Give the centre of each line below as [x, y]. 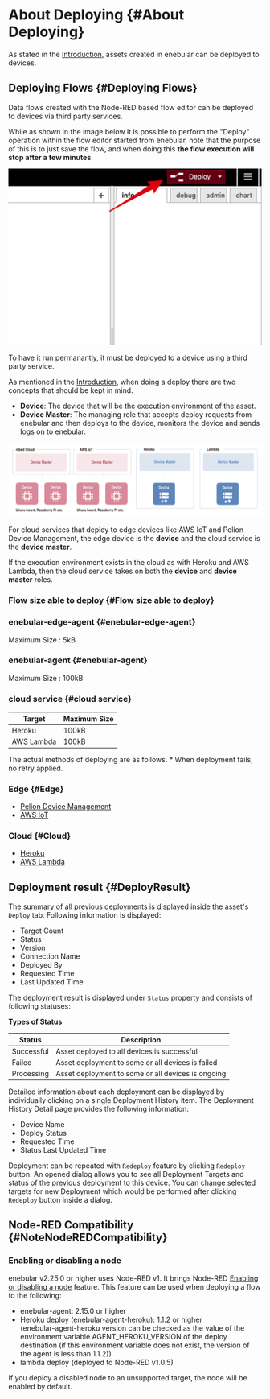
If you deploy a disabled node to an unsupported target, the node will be [128, 1377]
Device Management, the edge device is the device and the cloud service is [134, 539]
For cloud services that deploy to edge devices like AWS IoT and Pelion [126, 530]
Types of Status [35, 1022]
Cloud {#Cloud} [40, 836]
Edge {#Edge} [36, 789]
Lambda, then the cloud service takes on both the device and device [123, 571]
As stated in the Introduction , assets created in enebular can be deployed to [134, 54]
